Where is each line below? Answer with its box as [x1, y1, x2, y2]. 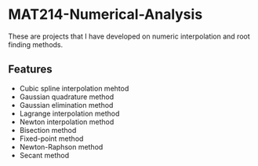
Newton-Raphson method [19, 142, 104, 151]
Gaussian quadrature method [19, 92, 114, 101]
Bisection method [19, 125, 77, 135]
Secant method [19, 150, 69, 160]
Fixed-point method [19, 134, 84, 143]
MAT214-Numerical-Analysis [8, 6, 203, 24]
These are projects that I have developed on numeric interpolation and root [8, 31, 251, 41]
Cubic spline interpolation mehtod [19, 83, 129, 93]
